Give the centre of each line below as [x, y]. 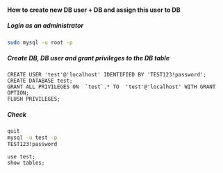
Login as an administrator [46, 26]
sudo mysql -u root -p [40, 42]
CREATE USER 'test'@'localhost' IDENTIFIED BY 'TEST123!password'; [107, 75]
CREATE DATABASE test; [40, 81]
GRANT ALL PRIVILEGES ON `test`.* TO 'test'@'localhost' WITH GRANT [111, 87]
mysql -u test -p [32, 138]
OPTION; [18, 93]
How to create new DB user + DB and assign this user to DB [94, 10]
